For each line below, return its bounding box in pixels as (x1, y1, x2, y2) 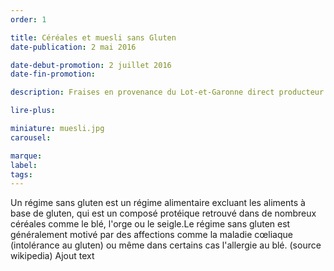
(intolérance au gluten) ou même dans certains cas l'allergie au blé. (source (10, 239, 322, 251)
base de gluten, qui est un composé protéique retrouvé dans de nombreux (10, 207, 317, 220)
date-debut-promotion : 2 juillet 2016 (10, 60, 172, 70)
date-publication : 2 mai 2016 (10, 42, 137, 52)
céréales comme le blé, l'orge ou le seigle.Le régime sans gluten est (10, 218, 291, 230)
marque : (10, 151, 43, 161)
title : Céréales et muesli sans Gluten (10, 32, 177, 43)
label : (10, 160, 38, 170)
